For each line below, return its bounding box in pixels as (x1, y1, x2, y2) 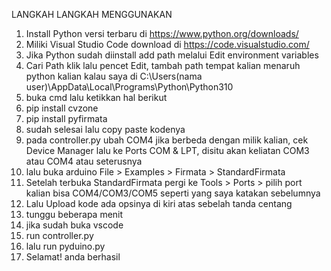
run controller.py (25, 230, 94, 241)
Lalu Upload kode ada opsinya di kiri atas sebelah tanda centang (25, 198, 293, 209)
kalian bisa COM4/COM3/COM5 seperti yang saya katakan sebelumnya (25, 187, 321, 199)
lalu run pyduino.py (25, 240, 106, 252)
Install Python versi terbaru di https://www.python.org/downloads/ (25, 28, 299, 39)
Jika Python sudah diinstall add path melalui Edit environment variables (25, 49, 319, 61)
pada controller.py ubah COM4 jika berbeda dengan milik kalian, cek (25, 134, 309, 146)
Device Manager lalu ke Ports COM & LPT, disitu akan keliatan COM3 (25, 145, 310, 156)
